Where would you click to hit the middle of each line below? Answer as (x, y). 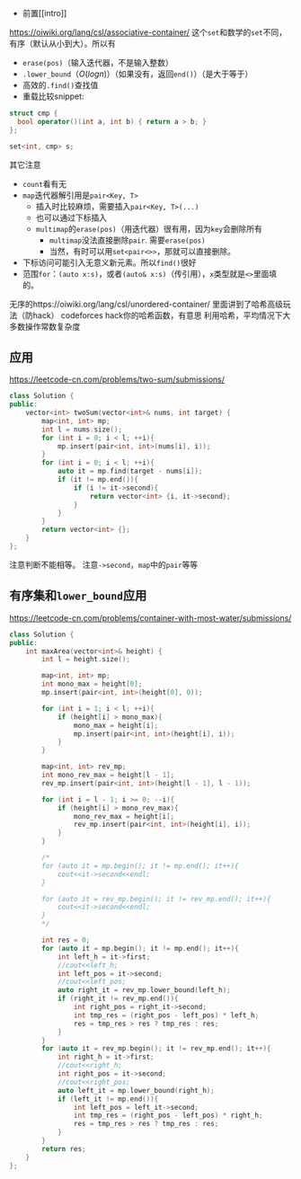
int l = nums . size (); (82, 430)
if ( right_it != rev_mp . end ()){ (118, 999)
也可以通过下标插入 (71, 217)
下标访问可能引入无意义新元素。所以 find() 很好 (109, 262)
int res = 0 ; (66, 940)
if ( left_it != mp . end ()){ (108, 1099)
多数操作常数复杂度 (45, 326)
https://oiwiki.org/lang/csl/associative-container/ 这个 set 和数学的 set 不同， (148, 32)
